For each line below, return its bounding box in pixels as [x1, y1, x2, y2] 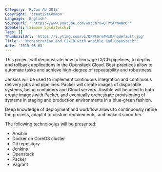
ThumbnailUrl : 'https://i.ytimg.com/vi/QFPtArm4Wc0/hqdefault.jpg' [5, 34, 145, 39]
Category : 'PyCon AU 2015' [5, 7, 60, 12]
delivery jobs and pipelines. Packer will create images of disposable [5, 81, 142, 87]
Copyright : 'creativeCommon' [5, 12, 64, 17]
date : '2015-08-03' [5, 43, 45, 48]
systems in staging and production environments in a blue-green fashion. [5, 97, 152, 103]
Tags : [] [5, 30, 23, 34]
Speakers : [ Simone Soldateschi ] [5, 25, 71, 30]
